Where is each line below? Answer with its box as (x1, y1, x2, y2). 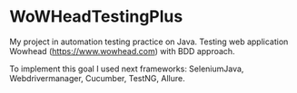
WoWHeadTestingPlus (9, 6, 183, 27)
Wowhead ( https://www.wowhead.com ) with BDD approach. (9, 45, 235, 56)
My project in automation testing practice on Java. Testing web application (9, 36, 289, 47)
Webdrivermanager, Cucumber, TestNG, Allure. (9, 72, 185, 83)
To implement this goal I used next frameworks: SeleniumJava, (9, 63, 244, 74)
